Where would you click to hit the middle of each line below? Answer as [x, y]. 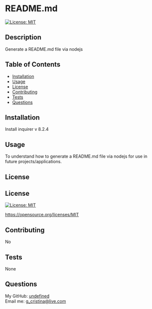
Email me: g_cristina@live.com [36, 301]
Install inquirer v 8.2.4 [27, 129]
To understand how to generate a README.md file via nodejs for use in [76, 156]
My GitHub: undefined [27, 296]
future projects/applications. [33, 162]
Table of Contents [33, 65]
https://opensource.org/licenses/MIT [42, 215]
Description [23, 37]
